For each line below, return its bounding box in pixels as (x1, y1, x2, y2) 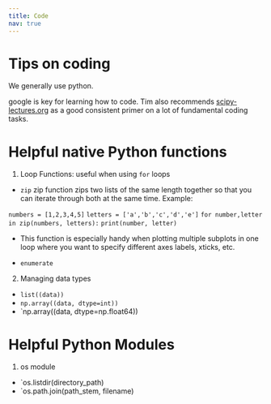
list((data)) (19, 291, 65, 299)
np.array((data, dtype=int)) (19, 299, 119, 308)
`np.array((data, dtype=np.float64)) (19, 307, 139, 316)
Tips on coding (8, 54, 111, 73)
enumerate (19, 260, 54, 268)
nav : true (8, 19, 42, 28)
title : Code (8, 11, 49, 20)
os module (19, 362, 56, 372)
